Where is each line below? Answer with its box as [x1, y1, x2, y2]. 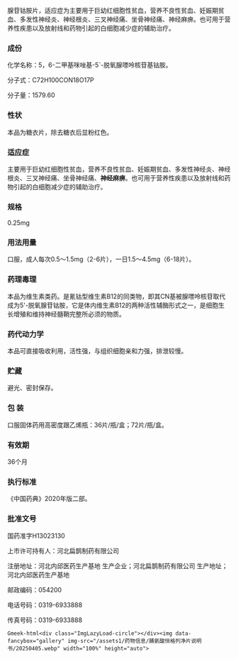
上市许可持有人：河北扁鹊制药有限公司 [7, 546, 119, 555]
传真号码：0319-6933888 [7, 616, 83, 624]
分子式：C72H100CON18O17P [7, 76, 94, 84]
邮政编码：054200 [7, 585, 62, 594]
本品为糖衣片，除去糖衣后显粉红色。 [7, 128, 113, 136]
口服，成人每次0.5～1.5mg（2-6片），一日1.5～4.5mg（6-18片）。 [7, 255, 195, 264]
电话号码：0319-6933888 [7, 600, 83, 609]
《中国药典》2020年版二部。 [7, 494, 91, 503]
